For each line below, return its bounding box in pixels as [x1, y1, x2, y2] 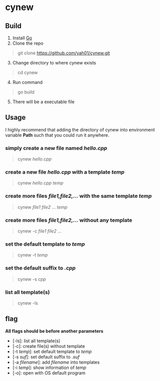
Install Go [12, 35, 33, 41]
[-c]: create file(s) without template [12, 343, 85, 349]
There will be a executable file [12, 99, 75, 105]
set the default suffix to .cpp [5, 265, 76, 272]
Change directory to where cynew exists [12, 60, 96, 65]
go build [17, 89, 35, 95]
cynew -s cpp [17, 276, 46, 282]
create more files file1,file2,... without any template [5, 216, 132, 223]
